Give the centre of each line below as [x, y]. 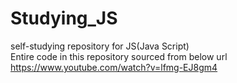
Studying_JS [64, 18]
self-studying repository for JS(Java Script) [100, 46]
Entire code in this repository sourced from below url [119, 56]
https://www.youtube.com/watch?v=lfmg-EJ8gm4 [114, 67]
